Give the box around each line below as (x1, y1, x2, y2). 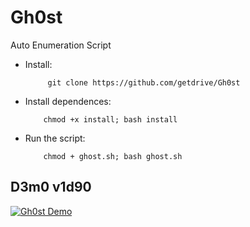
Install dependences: (24, 95, 112, 107)
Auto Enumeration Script (10, 39, 112, 51)
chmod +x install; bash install (43, 114, 178, 125)
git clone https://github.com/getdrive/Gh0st (47, 77, 241, 88)
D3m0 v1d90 (10, 179, 92, 196)
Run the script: (24, 132, 86, 144)
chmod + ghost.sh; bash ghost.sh (43, 151, 183, 161)
